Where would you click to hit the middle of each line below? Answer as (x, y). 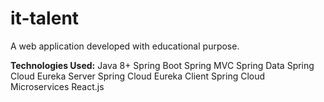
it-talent (45, 18)
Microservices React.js (57, 86)
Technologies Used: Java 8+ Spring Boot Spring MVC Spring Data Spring (162, 65)
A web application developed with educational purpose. (125, 46)
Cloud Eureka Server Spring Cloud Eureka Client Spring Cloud (138, 76)
